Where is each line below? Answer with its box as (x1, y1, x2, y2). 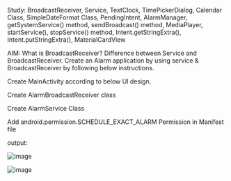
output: (7, 139, 28, 147)
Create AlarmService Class (7, 104, 85, 112)
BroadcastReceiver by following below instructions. (7, 64, 154, 72)
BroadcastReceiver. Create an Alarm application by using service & (7, 56, 200, 65)
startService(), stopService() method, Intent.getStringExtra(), (7, 28, 182, 36)
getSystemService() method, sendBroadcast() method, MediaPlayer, (7, 21, 203, 29)
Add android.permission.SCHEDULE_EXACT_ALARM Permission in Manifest (7, 118, 224, 126)
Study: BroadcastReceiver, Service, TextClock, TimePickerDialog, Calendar (7, 6, 223, 14)
